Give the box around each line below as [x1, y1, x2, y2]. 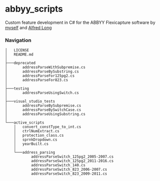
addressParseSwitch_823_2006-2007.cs [31, 167, 108, 172]
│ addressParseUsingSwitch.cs [5, 90, 79, 95]
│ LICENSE [5, 48, 29, 53]
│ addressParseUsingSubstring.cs [5, 112, 86, 117]
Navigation [5, 36, 32, 43]
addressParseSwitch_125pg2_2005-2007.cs [31, 154, 114, 159]
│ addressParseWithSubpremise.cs [5, 65, 86, 70]
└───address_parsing [14, 150, 55, 155]
